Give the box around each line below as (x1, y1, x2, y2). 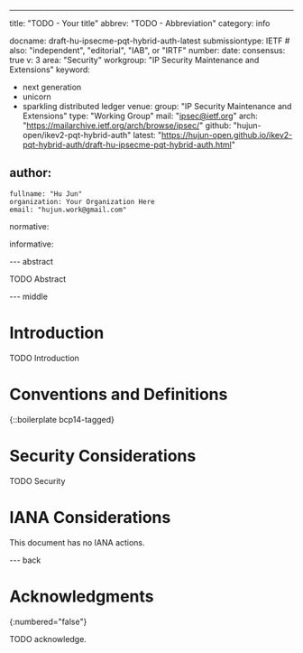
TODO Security (9, 475, 66, 486)
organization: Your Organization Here (9, 197, 155, 206)
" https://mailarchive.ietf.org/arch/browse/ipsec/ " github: (22, 120, 232, 131)
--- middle (9, 291, 48, 302)
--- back (9, 555, 41, 565)
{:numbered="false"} (9, 616, 87, 627)
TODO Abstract (9, 273, 66, 285)
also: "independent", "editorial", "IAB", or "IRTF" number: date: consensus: (9, 45, 286, 55)
